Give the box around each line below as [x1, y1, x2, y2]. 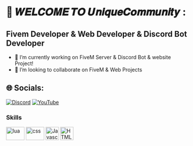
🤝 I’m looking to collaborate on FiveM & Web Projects [14, 66, 142, 73]
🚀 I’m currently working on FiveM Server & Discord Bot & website [14, 54, 171, 60]
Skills [6, 113, 22, 121]
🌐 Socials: [6, 83, 44, 93]
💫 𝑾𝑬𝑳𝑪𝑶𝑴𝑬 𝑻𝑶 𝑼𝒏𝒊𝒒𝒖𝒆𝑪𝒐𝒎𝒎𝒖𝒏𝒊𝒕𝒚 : [6, 5, 186, 19]
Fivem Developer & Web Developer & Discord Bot [6, 29, 187, 39]
